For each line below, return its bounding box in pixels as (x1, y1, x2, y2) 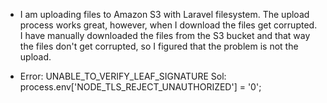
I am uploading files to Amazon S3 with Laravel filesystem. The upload (19, 9, 310, 20)
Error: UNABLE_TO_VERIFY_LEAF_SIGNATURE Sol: (19, 70, 227, 82)
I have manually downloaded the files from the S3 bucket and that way (19, 30, 311, 41)
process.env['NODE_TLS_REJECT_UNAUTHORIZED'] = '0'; (19, 81, 262, 93)
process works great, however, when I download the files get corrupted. (19, 19, 318, 31)
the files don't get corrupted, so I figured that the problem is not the (19, 40, 299, 52)
